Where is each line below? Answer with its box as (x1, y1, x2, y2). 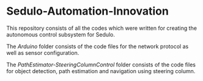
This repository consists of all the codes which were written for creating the (6, 24, 197, 32)
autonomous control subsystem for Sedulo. (6, 30, 115, 38)
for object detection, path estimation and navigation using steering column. (6, 67, 196, 74)
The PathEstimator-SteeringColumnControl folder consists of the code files (6, 61, 196, 68)
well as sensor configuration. (6, 49, 79, 56)
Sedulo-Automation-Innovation (6, 4, 169, 18)
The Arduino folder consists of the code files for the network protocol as (6, 43, 189, 50)
